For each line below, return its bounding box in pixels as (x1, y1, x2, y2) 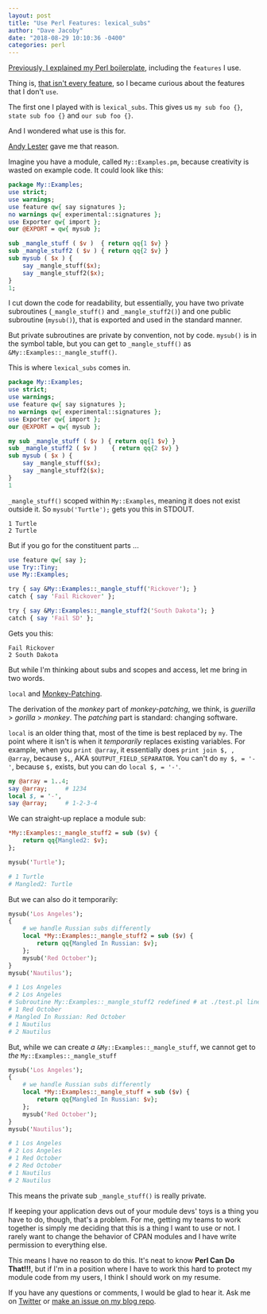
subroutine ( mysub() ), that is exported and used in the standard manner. (8, 315, 242, 325)
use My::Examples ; (8, 570, 69, 579)
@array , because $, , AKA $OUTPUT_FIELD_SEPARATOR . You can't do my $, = (8, 753, 246, 763)
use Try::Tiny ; (8, 563, 59, 571)
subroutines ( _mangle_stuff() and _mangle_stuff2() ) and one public (8, 307, 231, 317)
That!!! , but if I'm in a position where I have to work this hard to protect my (8, 1264, 253, 1273)
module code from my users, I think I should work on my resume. (8, 1272, 221, 1281)
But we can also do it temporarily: (8, 894, 118, 904)
